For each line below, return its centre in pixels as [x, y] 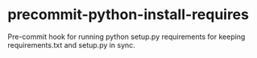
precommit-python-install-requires [128, 15]
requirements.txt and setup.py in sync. [72, 44]
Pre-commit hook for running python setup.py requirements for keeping [126, 37]
